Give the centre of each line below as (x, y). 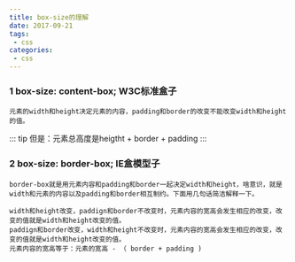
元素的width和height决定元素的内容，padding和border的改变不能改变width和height (148, 112)
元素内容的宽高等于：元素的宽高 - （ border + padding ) (105, 249)
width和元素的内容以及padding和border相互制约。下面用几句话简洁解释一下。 (134, 194)
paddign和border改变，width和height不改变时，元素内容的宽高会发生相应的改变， (143, 230)
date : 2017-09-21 (41, 26)
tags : (19, 34)
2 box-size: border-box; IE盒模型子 (85, 164)
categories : (31, 50)
